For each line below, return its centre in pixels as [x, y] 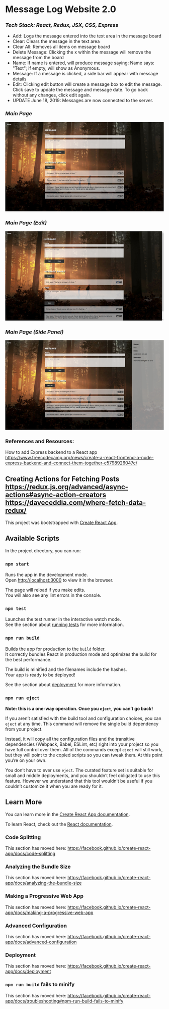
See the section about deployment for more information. [63, 684]
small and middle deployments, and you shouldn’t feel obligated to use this [82, 775]
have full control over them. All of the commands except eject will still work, [84, 749]
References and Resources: [40, 441]
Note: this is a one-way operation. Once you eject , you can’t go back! [79, 708]
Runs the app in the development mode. [47, 575]
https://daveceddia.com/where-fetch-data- [76, 502]
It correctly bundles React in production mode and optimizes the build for [81, 654]
